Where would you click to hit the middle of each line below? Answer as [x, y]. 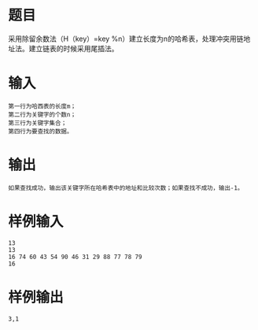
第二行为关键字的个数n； [42, 114]
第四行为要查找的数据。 [41, 131]
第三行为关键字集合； [37, 123]
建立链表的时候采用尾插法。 [74, 48]
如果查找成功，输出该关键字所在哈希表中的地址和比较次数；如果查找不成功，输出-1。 [126, 188]
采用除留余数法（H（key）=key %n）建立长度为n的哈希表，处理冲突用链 [126, 39]
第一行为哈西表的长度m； [42, 106]
